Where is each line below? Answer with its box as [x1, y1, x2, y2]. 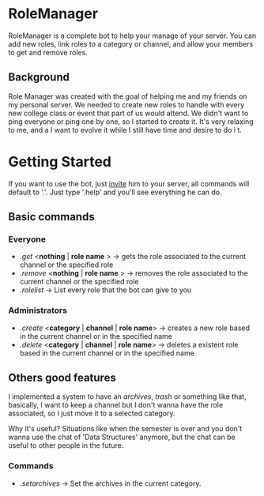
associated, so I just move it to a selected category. [8, 408, 175, 419]
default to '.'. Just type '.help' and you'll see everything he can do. [8, 187, 222, 197]
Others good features [8, 371, 116, 385]
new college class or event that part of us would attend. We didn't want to [8, 108, 249, 118]
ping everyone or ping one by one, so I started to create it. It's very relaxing [8, 116, 255, 126]
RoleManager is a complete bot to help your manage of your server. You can [8, 31, 257, 40]
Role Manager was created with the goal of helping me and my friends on [8, 92, 247, 101]
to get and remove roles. [8, 47, 89, 57]
